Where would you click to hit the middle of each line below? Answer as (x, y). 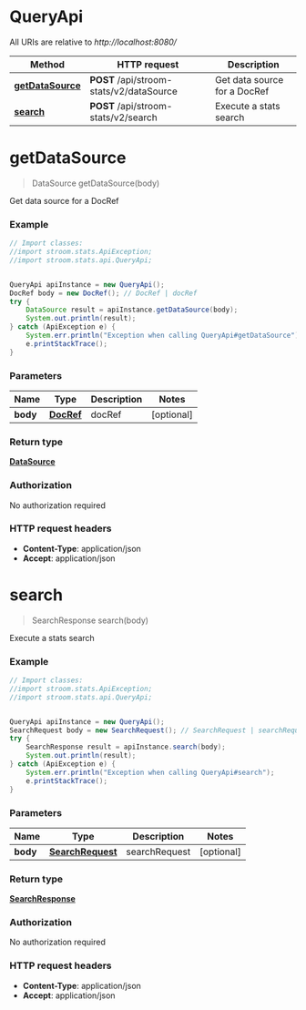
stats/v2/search (123, 117)
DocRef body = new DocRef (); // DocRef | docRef (103, 293)
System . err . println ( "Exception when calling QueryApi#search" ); (150, 772)
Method (48, 64)
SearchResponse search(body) (90, 620)
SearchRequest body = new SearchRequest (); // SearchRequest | (132, 730)
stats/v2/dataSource (133, 91)
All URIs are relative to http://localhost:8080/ (93, 42)
